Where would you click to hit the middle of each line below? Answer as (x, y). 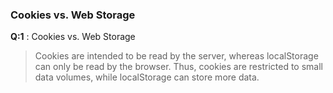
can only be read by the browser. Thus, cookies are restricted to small (178, 67)
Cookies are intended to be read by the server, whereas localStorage (176, 56)
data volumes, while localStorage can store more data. (147, 77)
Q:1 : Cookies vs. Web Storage (73, 37)
